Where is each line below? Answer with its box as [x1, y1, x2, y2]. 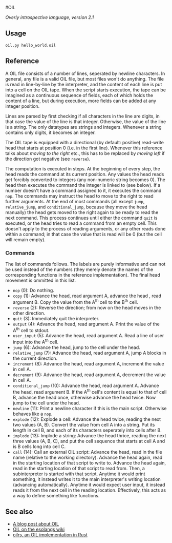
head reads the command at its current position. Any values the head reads [5, 171, 164, 177]
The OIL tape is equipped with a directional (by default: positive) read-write [5, 139, 164, 145]
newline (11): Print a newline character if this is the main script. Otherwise [12, 405, 167, 411]
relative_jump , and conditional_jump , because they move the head [5, 204, 147, 210]
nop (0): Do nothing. [12, 287, 55, 293]
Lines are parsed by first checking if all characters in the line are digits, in [5, 113, 160, 119]
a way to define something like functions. [12, 492, 100, 498]
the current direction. [12, 355, 58, 361]
